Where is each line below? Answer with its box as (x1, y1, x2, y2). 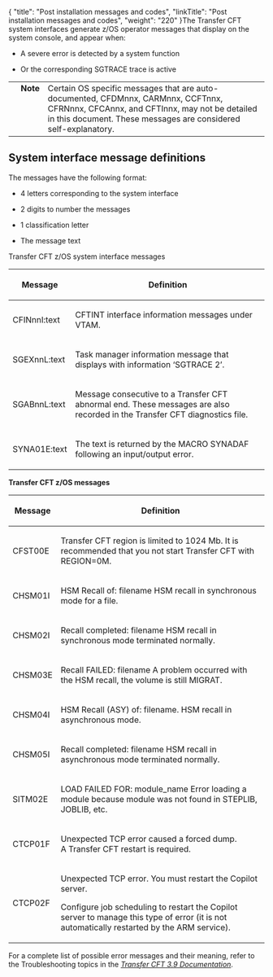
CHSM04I (12, 708, 50, 720)
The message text (19, 235, 81, 245)
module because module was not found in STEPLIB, (60, 793, 258, 804)
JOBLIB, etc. (60, 804, 108, 815)
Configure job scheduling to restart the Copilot (60, 901, 238, 913)
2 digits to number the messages (19, 204, 131, 214)
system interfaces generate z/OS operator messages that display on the (8, 24, 249, 33)
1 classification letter (19, 220, 89, 230)
